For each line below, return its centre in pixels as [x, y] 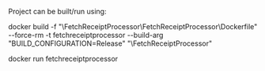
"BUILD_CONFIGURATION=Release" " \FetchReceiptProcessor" [110, 43]
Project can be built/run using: [57, 11]
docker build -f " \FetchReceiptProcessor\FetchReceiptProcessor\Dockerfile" [133, 26]
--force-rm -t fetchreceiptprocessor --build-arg [86, 35]
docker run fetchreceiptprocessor [63, 59]
